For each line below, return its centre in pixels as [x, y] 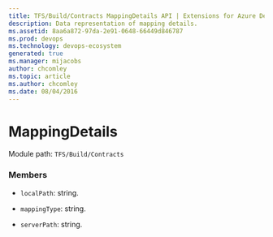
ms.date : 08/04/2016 [43, 91]
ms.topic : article [39, 76]
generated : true [36, 54]
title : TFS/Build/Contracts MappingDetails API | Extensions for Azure [132, 16]
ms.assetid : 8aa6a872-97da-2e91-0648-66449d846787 [96, 31]
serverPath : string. [51, 224]
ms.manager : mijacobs [45, 62]
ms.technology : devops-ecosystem [65, 46]
